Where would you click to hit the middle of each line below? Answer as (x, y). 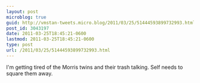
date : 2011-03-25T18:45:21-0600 (46, 34)
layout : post (22, 12)
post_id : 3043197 (28, 28)
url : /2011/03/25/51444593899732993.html (58, 50)
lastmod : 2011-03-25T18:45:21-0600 (50, 39)
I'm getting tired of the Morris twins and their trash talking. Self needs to (95, 67)
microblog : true (26, 17)
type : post (20, 45)
